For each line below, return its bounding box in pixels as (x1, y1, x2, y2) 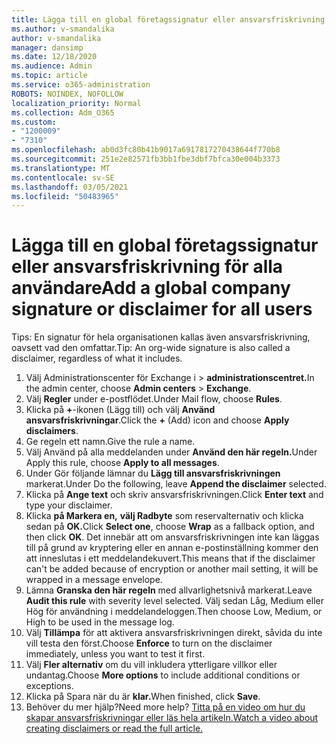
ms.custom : (11, 117, 57, 127)
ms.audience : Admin (11, 61, 93, 71)
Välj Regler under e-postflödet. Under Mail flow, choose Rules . (25, 393, 283, 405)
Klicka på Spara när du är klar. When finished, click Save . (25, 691, 261, 703)
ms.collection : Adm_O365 (11, 107, 115, 118)
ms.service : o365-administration (11, 80, 151, 90)
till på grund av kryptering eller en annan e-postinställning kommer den (25, 542, 319, 554)
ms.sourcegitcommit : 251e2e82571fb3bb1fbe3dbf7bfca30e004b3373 (11, 154, 281, 164)
